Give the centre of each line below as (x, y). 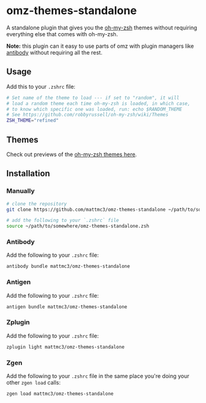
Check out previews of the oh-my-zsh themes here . (72, 154)
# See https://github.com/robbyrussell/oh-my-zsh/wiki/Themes (87, 115)
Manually (21, 191)
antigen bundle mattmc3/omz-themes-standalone (67, 307)
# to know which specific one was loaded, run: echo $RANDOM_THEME (94, 109)
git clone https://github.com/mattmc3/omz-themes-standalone (86, 209)
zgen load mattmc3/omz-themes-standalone (60, 394)
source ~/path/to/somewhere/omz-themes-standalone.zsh (78, 226)
